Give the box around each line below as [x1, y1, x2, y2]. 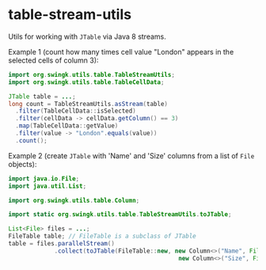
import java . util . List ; [8, 182, 87, 190]
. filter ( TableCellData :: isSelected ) [15, 107, 136, 116]
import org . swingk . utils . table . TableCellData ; [8, 78, 165, 86]
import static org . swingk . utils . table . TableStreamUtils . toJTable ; [8, 211, 232, 219]
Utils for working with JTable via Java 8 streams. [8, 32, 166, 41]
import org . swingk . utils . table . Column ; [8, 196, 140, 204]
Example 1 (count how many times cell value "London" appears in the [8, 47, 234, 56]
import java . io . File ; [8, 174, 80, 183]
